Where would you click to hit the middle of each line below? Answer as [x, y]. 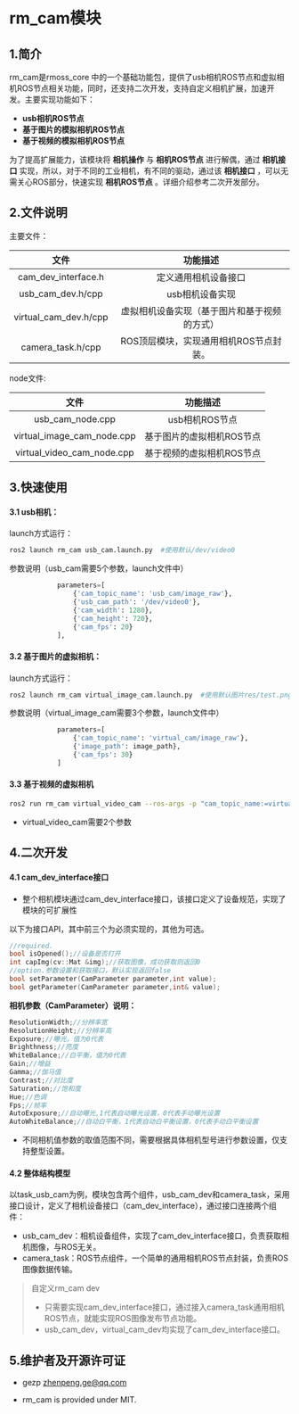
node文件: [28, 378]
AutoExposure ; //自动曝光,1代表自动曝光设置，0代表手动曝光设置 [115, 1113]
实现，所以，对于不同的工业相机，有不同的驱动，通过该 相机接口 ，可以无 [154, 171]
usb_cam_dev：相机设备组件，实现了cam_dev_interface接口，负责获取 [152, 1236]
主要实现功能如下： [60, 99]
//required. [31, 946]
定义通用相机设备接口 [201, 277]
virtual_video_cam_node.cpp [75, 452]
